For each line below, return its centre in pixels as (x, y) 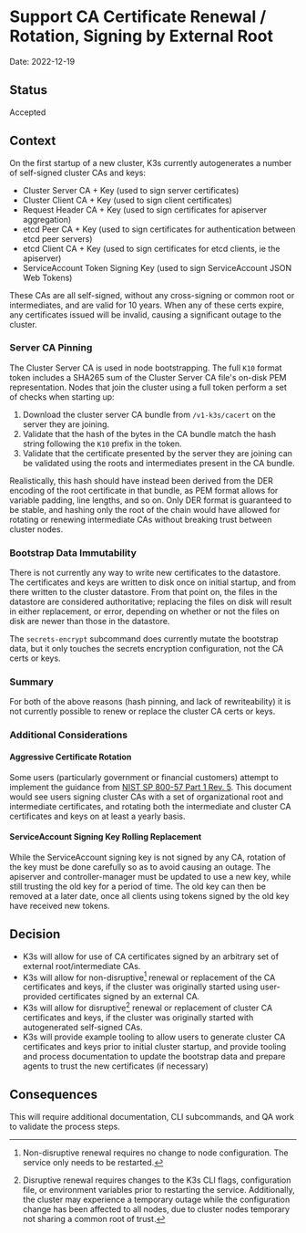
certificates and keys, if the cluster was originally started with (138, 1017)
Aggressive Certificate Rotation (71, 757)
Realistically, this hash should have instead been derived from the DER (141, 480)
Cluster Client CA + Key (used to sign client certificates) (127, 200)
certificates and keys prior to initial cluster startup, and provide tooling (154, 1046)
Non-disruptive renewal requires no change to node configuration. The (155, 1153)
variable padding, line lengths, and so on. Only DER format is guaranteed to (151, 500)
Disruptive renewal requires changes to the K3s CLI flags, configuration (157, 1180)
